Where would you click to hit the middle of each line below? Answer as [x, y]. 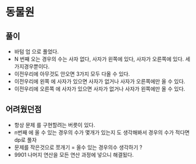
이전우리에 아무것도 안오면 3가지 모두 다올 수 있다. [72, 74]
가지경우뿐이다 [31, 66]
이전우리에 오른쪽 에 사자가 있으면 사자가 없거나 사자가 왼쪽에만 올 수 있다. [99, 89]
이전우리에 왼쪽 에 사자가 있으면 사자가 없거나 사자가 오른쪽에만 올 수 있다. [99, 81]
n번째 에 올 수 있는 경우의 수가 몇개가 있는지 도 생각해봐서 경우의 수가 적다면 [102, 132]
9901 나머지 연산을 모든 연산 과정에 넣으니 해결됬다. [74, 154]
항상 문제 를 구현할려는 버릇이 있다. [55, 125]
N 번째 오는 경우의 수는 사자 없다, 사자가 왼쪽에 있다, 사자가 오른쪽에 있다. [99, 59]
